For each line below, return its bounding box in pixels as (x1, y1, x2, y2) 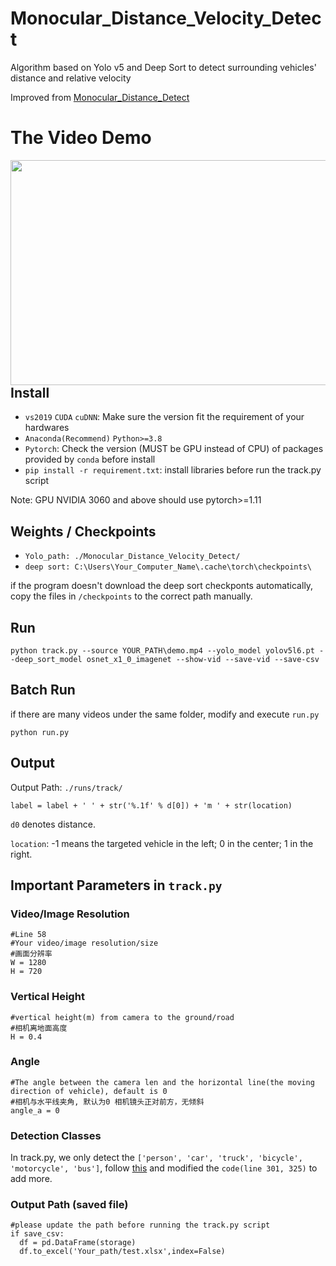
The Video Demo (10, 127, 152, 149)
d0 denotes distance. (10, 818, 96, 830)
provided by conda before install (24, 453, 156, 466)
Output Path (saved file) (10, 1198, 129, 1212)
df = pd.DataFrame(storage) (19, 1238, 137, 1248)
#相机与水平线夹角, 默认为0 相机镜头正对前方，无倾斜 (10, 1097, 205, 1107)
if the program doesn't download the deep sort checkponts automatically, (10, 580, 314, 592)
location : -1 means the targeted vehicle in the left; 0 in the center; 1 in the (10, 837, 314, 849)
